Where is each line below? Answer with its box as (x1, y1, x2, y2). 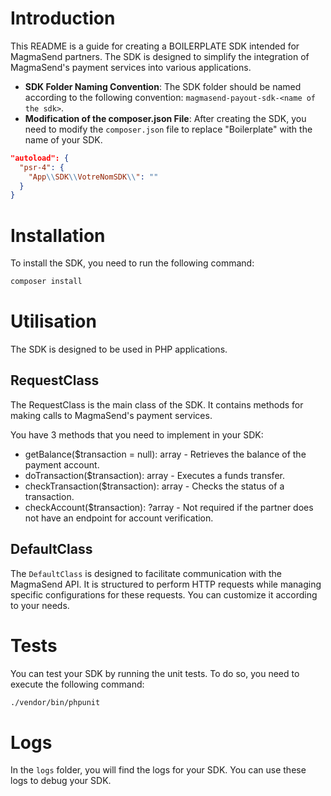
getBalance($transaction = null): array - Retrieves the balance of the (24, 448, 307, 460)
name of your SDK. (24, 133, 103, 146)
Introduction (10, 7, 116, 30)
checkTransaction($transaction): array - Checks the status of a (24, 480, 285, 492)
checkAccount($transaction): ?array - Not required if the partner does (24, 501, 314, 513)
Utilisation (10, 310, 97, 333)
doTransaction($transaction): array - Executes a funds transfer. (24, 469, 285, 481)
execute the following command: (10, 678, 145, 690)
